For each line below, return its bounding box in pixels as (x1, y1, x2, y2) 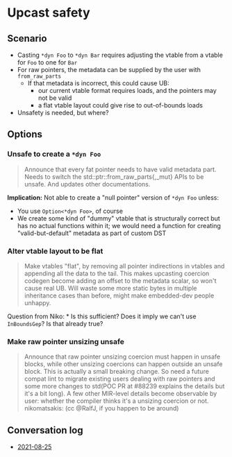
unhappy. (24, 298, 51, 307)
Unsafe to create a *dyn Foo (7, 149, 101, 159)
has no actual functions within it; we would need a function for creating (17, 221, 221, 230)
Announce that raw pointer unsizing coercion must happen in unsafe (24, 352, 221, 361)
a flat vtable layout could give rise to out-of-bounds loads (38, 101, 204, 109)
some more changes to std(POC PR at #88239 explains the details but (24, 382, 225, 390)
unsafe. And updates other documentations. (24, 180, 151, 188)
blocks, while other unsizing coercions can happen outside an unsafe (24, 360, 223, 368)
